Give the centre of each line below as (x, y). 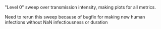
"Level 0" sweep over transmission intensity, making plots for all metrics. (80, 7)
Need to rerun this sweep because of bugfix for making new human (75, 17)
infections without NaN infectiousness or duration (56, 22)
